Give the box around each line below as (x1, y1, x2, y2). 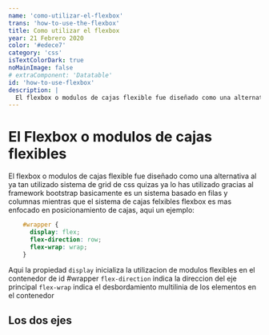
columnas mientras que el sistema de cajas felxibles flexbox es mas (8, 197, 232, 206)
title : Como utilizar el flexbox (8, 26, 120, 34)
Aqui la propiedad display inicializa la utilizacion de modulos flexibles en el (8, 265, 255, 274)
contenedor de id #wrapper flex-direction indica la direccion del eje (8, 273, 238, 283)
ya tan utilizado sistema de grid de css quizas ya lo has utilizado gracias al (8, 180, 254, 189)
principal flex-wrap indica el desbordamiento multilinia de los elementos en (8, 281, 256, 292)
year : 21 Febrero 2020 (8, 34, 84, 42)
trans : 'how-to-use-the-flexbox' (8, 19, 120, 27)
